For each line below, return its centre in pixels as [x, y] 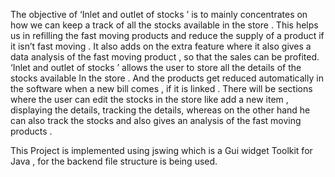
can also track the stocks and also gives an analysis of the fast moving [156, 120]
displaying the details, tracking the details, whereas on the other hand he [160, 110]
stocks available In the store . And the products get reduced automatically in [167, 78]
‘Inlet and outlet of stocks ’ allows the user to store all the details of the [156, 67]
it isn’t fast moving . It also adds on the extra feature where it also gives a [161, 46]
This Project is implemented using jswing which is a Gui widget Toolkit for [161, 150]
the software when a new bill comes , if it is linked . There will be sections [161, 88]
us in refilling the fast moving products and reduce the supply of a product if [167, 35]
